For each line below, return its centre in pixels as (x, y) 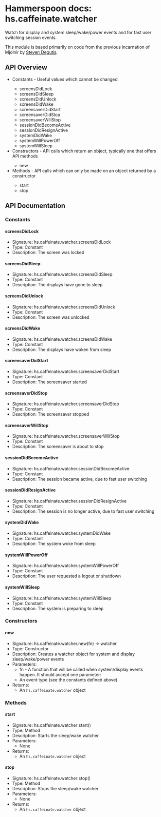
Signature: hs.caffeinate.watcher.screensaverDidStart (66, 371)
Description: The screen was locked (48, 253)
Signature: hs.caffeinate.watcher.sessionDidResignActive (69, 501)
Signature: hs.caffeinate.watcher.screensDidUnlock (63, 307)
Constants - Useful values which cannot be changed (65, 79)
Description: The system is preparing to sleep (58, 608)
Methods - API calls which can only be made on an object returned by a (84, 171)
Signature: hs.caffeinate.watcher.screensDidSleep (62, 274)
